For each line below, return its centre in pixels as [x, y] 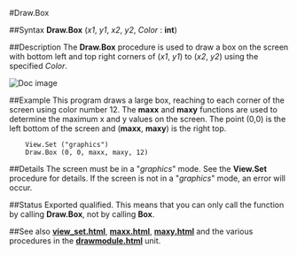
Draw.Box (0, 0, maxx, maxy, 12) [87, 152]
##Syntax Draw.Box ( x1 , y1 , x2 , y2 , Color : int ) [93, 30]
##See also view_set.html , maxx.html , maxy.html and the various [131, 231]
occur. [21, 188]
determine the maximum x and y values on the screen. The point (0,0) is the [148, 119]
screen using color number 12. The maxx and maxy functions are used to [143, 109]
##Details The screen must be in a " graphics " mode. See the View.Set [138, 169]
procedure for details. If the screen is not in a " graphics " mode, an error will [148, 178]
